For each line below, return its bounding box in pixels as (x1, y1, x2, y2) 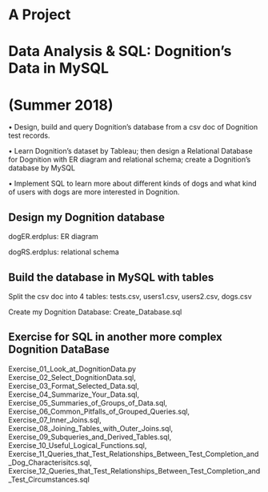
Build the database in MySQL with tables (8, 270, 214, 284)
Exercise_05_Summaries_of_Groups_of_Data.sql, (8, 398, 168, 407)
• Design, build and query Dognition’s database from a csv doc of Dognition (8, 122, 258, 132)
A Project (8, 6, 71, 24)
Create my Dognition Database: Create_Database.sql (8, 306, 182, 317)
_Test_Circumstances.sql (8, 474, 90, 484)
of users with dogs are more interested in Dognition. (8, 187, 180, 197)
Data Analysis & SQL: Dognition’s (8, 42, 232, 61)
